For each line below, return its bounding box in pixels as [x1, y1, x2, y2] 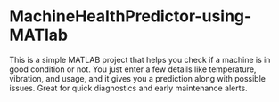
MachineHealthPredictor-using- [9, 6, 252, 27]
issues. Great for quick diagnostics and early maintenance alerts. [9, 82, 248, 93]
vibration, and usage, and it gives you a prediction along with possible [9, 73, 266, 83]
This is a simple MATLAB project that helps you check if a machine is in [9, 54, 271, 65]
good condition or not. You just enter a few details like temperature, [9, 64, 257, 75]
